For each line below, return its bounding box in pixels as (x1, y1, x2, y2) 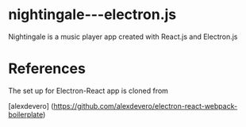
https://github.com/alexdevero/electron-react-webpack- (53, 101, 238, 110)
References (8, 60, 86, 78)
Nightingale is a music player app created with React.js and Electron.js (8, 32, 238, 41)
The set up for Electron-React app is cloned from (8, 86, 169, 95)
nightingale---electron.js (8, 6, 177, 24)
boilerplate (8, 110, 44, 119)
